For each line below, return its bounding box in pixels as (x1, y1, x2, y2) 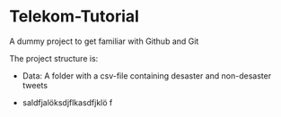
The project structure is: (9, 53, 99, 63)
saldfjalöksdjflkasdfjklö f (22, 96, 113, 108)
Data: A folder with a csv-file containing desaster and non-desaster (22, 70, 272, 81)
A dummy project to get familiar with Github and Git (9, 36, 199, 46)
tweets (22, 79, 48, 90)
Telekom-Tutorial (9, 6, 139, 27)
